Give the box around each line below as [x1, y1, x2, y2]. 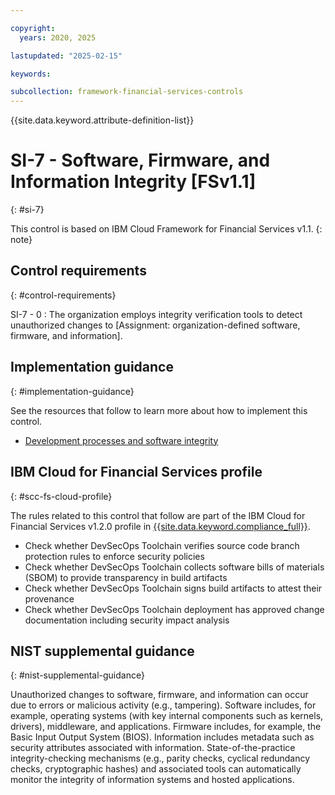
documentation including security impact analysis [24, 614, 230, 626]
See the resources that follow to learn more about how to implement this [10, 404, 308, 416]
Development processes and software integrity [24, 434, 219, 446]
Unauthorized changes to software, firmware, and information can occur [10, 689, 309, 701]
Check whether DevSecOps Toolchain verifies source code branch [24, 539, 300, 551]
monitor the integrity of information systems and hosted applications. [10, 774, 295, 786]
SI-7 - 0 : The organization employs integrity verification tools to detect [10, 308, 303, 320]
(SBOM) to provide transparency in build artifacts [24, 571, 228, 583]
